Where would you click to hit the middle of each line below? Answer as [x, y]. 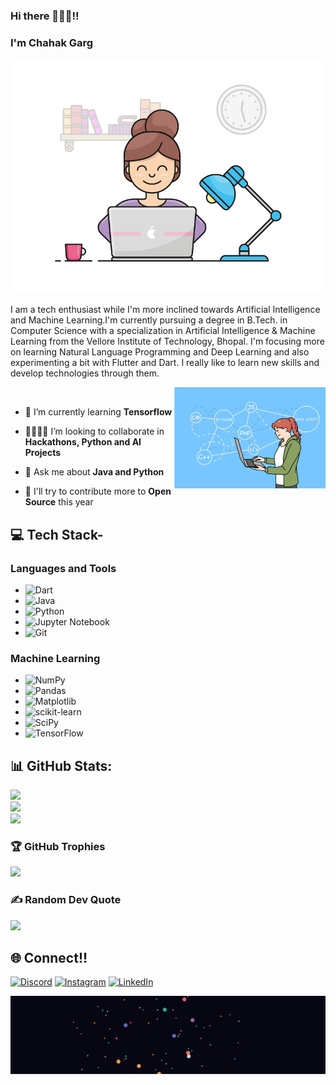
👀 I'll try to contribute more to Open [98, 491]
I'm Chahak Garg [52, 42]
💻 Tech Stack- [57, 534]
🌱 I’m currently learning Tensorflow [98, 412]
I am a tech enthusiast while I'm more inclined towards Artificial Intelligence [165, 310]
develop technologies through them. [85, 373]
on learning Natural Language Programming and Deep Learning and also [160, 352]
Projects [43, 453]
